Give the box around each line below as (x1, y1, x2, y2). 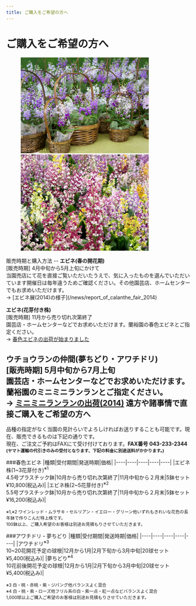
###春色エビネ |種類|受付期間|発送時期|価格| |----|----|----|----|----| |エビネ (6, 459, 191, 466)
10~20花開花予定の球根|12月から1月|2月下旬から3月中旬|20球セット (6, 547, 170, 554)
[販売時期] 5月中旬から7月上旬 (6, 365, 116, 375)
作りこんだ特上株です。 (18, 515, 66, 521)
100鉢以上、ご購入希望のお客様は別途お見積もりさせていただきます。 (6, 521, 145, 527)
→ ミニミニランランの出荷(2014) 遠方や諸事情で (6, 398, 180, 408)
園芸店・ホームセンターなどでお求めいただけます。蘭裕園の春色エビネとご (6, 321, 185, 328)
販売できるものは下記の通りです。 (16, 433, 98, 440)
